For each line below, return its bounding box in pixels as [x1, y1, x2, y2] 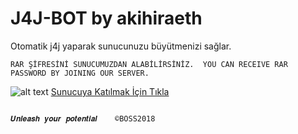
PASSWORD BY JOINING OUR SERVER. [10, 68, 150, 78]
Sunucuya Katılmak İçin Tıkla [50, 85, 170, 97]
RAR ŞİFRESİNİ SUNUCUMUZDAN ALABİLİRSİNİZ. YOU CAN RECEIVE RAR [10, 59, 288, 69]
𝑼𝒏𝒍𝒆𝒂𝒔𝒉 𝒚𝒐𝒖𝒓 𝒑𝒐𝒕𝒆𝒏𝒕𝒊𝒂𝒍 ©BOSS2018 [10, 113, 156, 124]
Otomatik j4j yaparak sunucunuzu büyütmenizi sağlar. [10, 40, 232, 52]
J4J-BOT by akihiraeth [10, 7, 203, 30]
